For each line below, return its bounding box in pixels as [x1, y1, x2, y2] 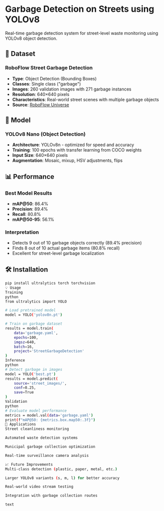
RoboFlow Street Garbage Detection [5, 64, 93, 71]
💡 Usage [5, 285, 21, 290]
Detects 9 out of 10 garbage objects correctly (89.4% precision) [12, 240, 142, 246]
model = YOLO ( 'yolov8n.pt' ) [5, 312, 63, 318]
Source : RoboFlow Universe [12, 102, 70, 108]
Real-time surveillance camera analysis [5, 453, 89, 458]
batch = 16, [14, 344, 34, 349]
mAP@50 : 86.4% [12, 201, 49, 207]
